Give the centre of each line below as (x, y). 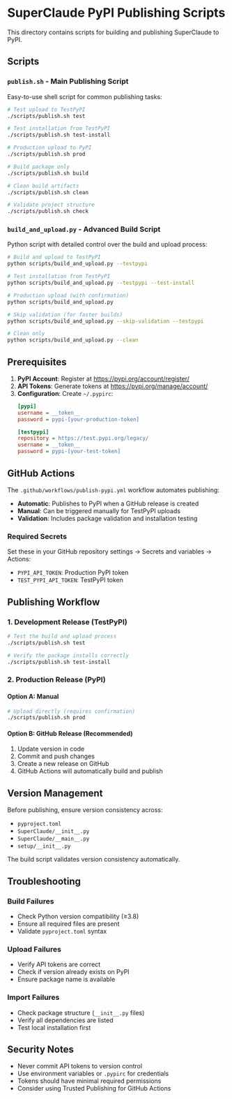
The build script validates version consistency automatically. (94, 860)
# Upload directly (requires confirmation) (71, 711)
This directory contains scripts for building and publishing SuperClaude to (113, 32)
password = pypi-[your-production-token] (78, 419)
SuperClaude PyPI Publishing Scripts (116, 13)
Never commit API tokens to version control (80, 1066)
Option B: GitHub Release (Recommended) (70, 733)
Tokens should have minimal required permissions (89, 1081)
